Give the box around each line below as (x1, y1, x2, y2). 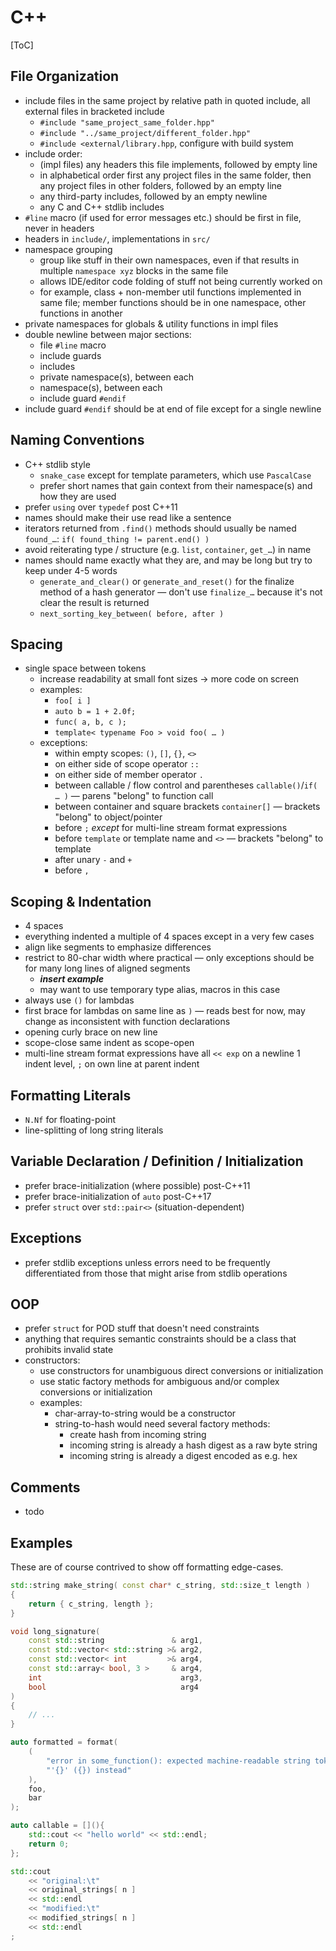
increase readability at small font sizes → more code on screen (39, 673, 300, 685)
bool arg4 (28, 1682, 199, 1692)
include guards (39, 349, 102, 361)
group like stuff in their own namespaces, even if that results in (39, 254, 300, 266)
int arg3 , (28, 1672, 203, 1683)
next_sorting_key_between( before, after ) (39, 609, 225, 619)
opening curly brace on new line (24, 1026, 158, 1038)
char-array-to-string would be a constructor (54, 1407, 237, 1420)
